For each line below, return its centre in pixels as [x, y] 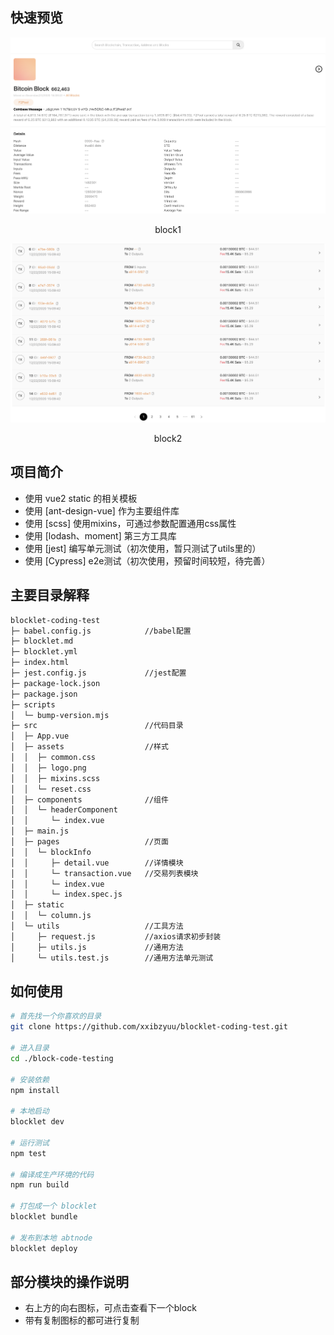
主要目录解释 [50, 595]
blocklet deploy [44, 1248]
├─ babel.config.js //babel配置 [101, 631]
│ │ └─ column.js [51, 916]
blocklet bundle [44, 1217]
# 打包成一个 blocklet [54, 1206]
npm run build [40, 1185]
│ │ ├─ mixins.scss [55, 778]
